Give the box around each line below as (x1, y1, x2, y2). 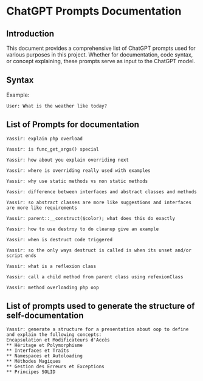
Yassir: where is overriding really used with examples (6, 167, 151, 174)
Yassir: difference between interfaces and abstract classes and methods (6, 188, 198, 195)
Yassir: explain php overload (6, 136, 83, 142)
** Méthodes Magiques (6, 359, 61, 365)
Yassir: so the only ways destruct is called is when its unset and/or (6, 247, 191, 253)
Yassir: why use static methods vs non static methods (6, 178, 148, 184)
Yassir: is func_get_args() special (6, 146, 99, 153)
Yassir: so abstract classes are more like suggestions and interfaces (6, 199, 191, 205)
